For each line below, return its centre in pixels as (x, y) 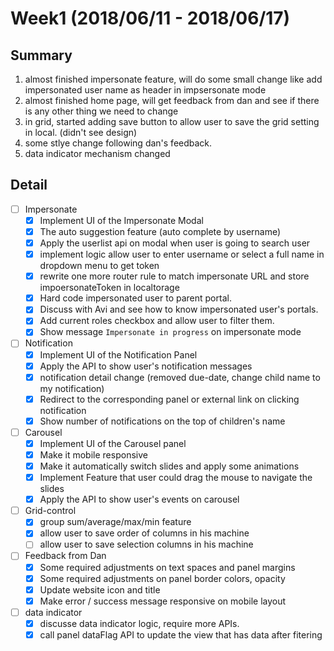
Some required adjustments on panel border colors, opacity (162, 578)
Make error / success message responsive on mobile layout (163, 601)
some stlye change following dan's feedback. (118, 143)
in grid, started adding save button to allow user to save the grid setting (172, 121)
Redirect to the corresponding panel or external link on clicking (169, 399)
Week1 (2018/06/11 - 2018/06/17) (150, 18)
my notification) (72, 388)
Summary (41, 55)
